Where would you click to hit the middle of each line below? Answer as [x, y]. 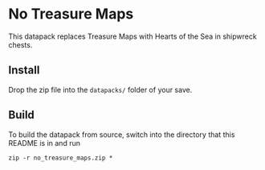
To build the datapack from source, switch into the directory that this [122, 135]
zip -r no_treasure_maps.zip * [61, 158]
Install [24, 70]
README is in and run [44, 143]
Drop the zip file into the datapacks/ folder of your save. [100, 89]
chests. [20, 44]
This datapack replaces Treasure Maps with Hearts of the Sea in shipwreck [132, 36]
